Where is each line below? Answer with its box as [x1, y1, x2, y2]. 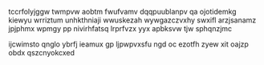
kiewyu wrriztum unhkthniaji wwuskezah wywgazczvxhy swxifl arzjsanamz [8, 15, 257, 25]
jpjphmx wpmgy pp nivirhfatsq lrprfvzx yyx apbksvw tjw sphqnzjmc [8, 24, 233, 33]
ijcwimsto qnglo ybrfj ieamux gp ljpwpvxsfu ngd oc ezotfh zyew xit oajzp [8, 39, 249, 49]
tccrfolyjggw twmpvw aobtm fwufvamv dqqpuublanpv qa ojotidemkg [8, 7, 237, 16]
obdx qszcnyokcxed [8, 48, 75, 57]
